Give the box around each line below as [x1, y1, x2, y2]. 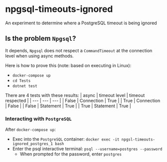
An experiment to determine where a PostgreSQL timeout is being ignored [5, 20, 157, 26]
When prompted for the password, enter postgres [19, 151, 122, 157]
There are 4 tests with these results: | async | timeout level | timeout [5, 92, 145, 98]
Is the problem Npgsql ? [5, 34, 76, 43]
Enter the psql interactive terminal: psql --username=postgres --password [12, 146, 163, 152]
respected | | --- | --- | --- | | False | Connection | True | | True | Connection [5, 97, 161, 103]
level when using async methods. [5, 53, 74, 59]
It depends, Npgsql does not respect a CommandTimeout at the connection [5, 47, 153, 53]
